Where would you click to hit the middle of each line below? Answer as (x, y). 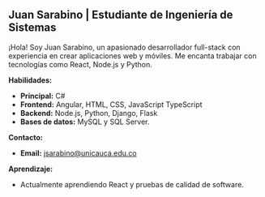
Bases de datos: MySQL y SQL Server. (85, 122)
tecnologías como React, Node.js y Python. (80, 64)
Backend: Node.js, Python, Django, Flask (89, 113)
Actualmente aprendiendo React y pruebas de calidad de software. (132, 184)
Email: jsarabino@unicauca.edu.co (79, 153)
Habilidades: (30, 80)
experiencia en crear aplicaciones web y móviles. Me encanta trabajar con (132, 56)
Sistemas (32, 28)
